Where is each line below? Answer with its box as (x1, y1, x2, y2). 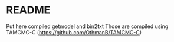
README (6, 3, 51, 17)
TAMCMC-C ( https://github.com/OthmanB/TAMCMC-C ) (6, 29, 142, 36)
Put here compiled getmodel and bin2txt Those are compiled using (6, 23, 169, 30)
